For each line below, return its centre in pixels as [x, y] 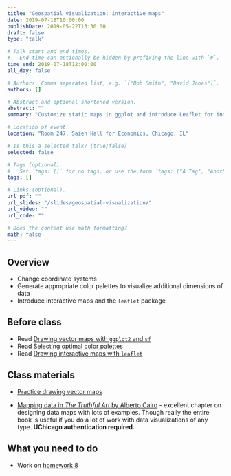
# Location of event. [38, 127]
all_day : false [29, 71]
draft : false [26, 33]
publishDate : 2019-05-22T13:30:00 [57, 26]
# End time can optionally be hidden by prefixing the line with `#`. [113, 58]
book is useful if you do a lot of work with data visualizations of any [112, 420]
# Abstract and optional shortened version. [72, 102]
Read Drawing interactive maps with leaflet [80, 353]
